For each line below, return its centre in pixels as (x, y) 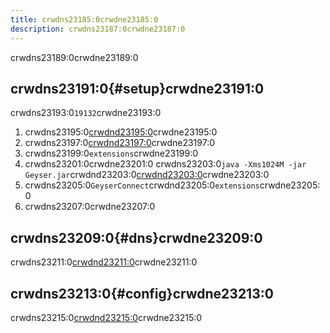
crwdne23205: (290, 185)
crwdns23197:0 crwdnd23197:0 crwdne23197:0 (120, 143)
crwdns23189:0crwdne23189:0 (74, 57)
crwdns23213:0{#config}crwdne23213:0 (142, 293)
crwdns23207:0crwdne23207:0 (90, 207)
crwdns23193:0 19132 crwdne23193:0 (86, 113)
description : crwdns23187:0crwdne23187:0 (98, 29)
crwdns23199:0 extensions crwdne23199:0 (111, 153)
